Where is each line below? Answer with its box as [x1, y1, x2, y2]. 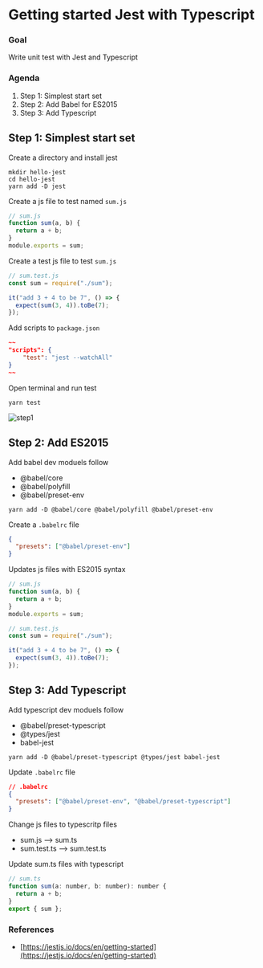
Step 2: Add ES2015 [8, 436, 109, 450]
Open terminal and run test [8, 383, 97, 393]
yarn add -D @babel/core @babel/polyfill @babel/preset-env [8, 505, 214, 513]
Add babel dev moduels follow [8, 457, 109, 467]
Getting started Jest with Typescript [8, 6, 255, 24]
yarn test [8, 398, 42, 406]
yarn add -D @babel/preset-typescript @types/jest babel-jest [8, 753, 221, 761]
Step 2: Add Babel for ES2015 [19, 99, 118, 109]
